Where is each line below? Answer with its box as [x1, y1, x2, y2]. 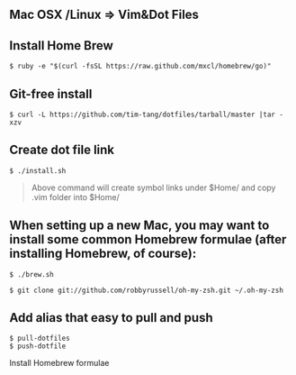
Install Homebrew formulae [9, 358, 110, 369]
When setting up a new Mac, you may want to [9, 218, 270, 233]
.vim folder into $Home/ [31, 191, 120, 202]
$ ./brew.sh [9, 270, 54, 279]
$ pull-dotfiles [9, 334, 70, 343]
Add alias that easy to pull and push [9, 310, 213, 325]
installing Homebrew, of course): [9, 246, 197, 261]
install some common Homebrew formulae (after [9, 232, 287, 247]
